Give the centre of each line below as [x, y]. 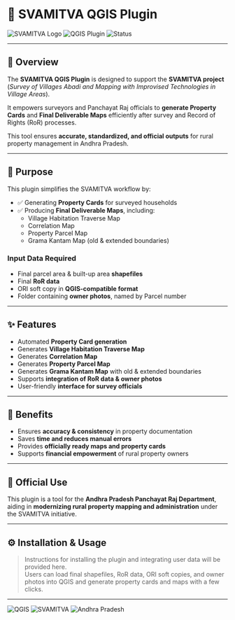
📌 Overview [33, 62]
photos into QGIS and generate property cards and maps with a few [122, 582]
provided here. [45, 567]
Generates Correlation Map [57, 356]
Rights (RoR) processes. [42, 122]
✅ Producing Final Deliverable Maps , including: [86, 210]
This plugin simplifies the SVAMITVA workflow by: [79, 189]
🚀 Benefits [30, 415]
